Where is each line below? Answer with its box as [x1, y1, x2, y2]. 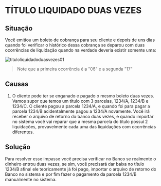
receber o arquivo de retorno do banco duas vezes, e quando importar [12, 113, 154, 119]
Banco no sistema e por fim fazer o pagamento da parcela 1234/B [5, 171, 137, 177]
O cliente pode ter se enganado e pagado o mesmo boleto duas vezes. [12, 93, 154, 99]
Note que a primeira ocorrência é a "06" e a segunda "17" [17, 66, 133, 72]
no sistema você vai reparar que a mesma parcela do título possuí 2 [12, 119, 148, 124]
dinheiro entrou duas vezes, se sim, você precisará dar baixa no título [5, 161, 144, 167]
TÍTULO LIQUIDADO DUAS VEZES [5, 5, 142, 16]
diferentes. [12, 129, 34, 135]
